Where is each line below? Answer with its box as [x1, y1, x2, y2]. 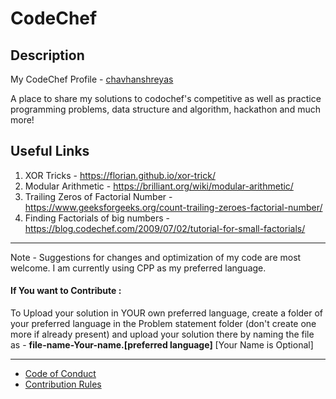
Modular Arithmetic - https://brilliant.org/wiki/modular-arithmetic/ [24, 180, 294, 192]
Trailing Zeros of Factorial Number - [24, 190, 173, 202]
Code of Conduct [24, 368, 97, 380]
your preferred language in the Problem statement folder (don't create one [10, 318, 317, 330]
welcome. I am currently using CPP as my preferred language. [10, 262, 267, 274]
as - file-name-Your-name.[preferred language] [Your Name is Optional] [10, 339, 314, 351]
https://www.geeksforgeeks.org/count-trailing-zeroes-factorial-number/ [24, 201, 323, 213]
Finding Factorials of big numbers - [24, 212, 171, 224]
